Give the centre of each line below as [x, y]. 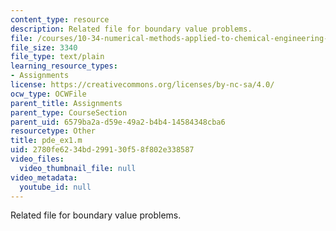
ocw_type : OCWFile [48, 94]
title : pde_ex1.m [46, 141]
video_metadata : [44, 177]
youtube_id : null [55, 187]
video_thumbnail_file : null [78, 168]
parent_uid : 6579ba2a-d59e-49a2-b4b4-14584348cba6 [118, 122]
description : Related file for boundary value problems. [131, 29]
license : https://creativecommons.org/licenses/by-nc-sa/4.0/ [142, 85]
